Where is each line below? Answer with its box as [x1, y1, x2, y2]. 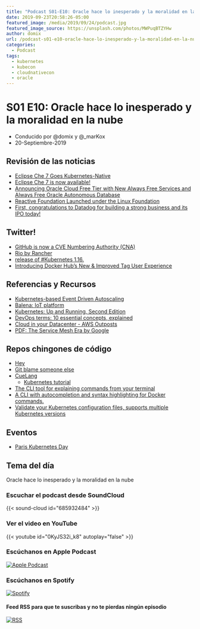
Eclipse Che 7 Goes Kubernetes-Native [14, 172, 111, 179]
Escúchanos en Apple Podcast [6, 548, 96, 556]
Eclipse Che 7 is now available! [14, 178, 91, 185]
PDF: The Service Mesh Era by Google [14, 326, 109, 334]
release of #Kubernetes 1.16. [14, 256, 85, 263]
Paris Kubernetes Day [14, 444, 68, 451]
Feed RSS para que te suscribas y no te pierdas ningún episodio [6, 603, 167, 610]
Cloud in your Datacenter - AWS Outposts [14, 320, 118, 328]
